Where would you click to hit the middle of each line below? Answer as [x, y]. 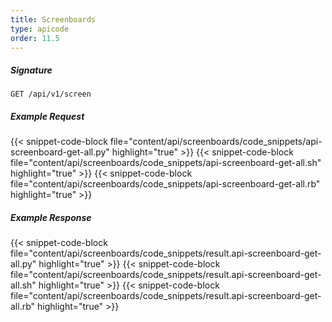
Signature [31, 70]
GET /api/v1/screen [51, 94]
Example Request [47, 116]
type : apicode [40, 29]
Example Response [51, 217]
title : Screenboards [53, 19]
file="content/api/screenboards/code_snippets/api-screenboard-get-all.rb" [165, 184]
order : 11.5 [35, 38]
